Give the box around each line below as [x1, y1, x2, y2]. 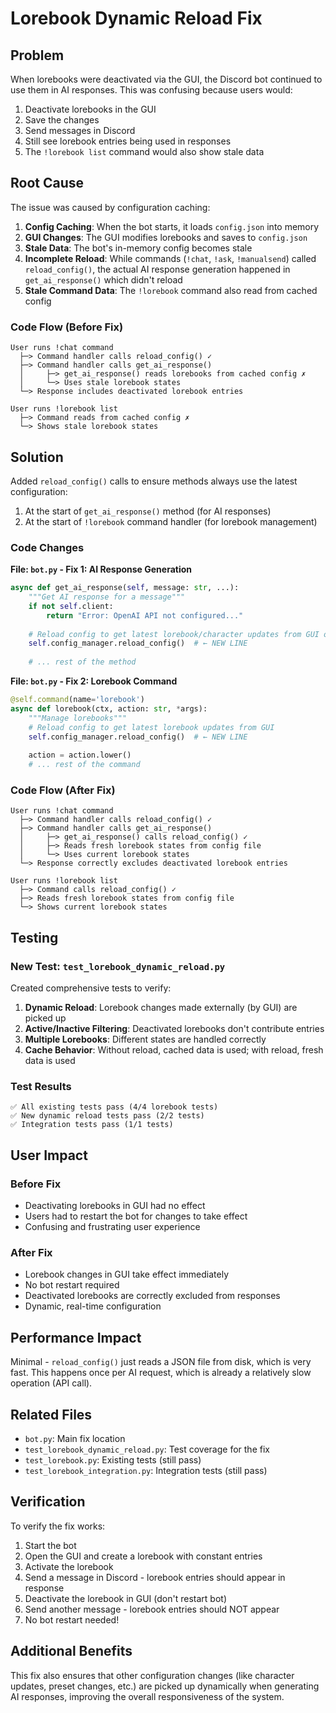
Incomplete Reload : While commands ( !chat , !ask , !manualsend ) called [24, 252, 317, 264]
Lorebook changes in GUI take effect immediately [24, 1268, 229, 1281]
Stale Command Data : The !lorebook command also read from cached [24, 284, 318, 296]
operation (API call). [10, 1377, 93, 1389]
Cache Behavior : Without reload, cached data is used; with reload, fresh [24, 1044, 324, 1056]
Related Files [10, 1406, 93, 1423]
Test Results [10, 1080, 72, 1093]
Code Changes [10, 540, 85, 554]
